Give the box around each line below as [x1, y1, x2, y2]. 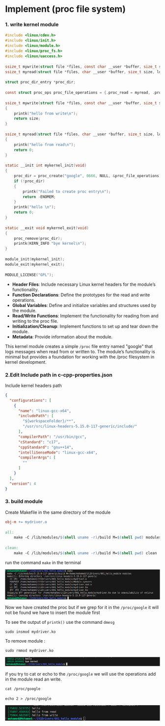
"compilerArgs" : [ [18, 455, 56, 460]
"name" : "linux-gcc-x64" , [18, 408, 71, 413]
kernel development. [5, 359, 47, 365]
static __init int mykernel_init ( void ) [5, 163, 87, 168]
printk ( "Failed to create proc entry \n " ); [23, 189, 111, 194]
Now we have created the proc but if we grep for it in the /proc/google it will [5, 604, 159, 610]
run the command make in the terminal [5, 559, 81, 566]
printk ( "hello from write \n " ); [14, 111, 78, 116]
